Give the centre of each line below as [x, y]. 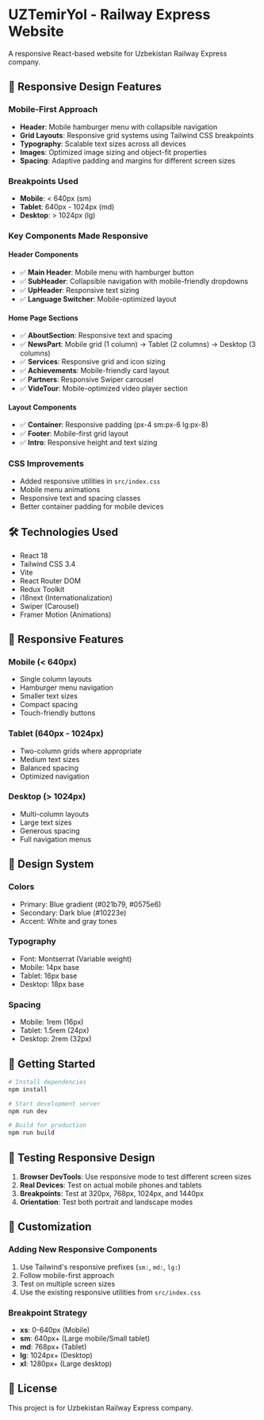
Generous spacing [50, 830]
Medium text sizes [50, 759]
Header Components [44, 255]
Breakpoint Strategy [48, 1313]
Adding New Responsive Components [83, 1249]
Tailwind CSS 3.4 [48, 564]
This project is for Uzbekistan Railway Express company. [101, 1407]
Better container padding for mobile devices [92, 506]
